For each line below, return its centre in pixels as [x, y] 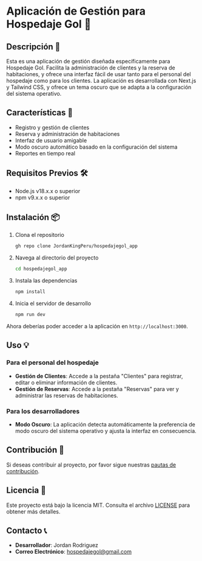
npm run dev [30, 315]
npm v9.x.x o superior [42, 197]
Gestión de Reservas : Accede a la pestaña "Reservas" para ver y [97, 389]
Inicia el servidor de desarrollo [53, 303]
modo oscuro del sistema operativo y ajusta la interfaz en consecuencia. [106, 431]
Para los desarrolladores [43, 411]
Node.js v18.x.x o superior [48, 191]
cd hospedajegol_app [41, 269]
